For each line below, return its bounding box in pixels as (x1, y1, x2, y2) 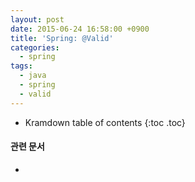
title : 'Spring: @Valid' (10, 33, 114, 43)
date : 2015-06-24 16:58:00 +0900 (10, 24, 150, 34)
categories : (10, 42, 60, 53)
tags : (10, 61, 33, 71)
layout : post (10, 14, 65, 25)
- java (19, 71, 47, 81)
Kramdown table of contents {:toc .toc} (24, 116, 186, 128)
